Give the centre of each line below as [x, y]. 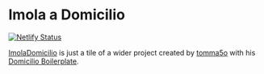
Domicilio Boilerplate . [44, 61]
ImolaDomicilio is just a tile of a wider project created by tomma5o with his [132, 52]
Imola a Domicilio [67, 15]
